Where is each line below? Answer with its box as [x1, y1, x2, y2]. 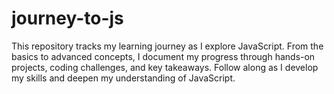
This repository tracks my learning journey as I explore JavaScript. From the [11, 40, 324, 52]
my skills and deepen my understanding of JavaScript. [11, 72, 236, 84]
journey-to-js [11, 7, 124, 30]
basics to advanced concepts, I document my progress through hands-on [11, 50, 316, 62]
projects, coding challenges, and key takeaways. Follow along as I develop [11, 61, 319, 73]
